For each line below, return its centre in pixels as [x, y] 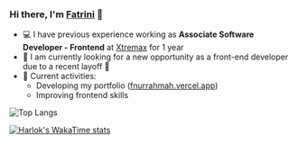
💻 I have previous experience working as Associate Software [138, 34]
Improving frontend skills [82, 95]
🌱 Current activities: [59, 76]
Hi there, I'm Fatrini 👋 [56, 14]
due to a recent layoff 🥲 [66, 67]
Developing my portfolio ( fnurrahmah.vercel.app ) [127, 85]
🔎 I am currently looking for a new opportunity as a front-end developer [155, 57]
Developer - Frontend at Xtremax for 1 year [103, 48]
